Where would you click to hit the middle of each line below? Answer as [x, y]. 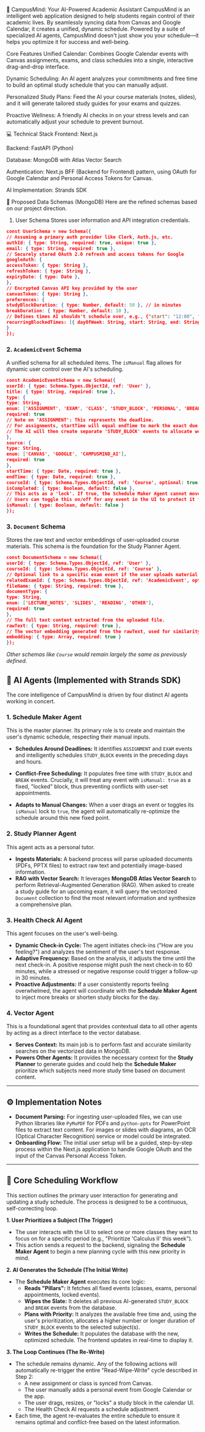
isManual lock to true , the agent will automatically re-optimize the [97, 811]
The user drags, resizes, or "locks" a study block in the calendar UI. [109, 1403]
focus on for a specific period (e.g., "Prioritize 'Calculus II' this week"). [104, 1238]
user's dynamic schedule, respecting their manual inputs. [78, 737]
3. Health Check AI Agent [45, 920]
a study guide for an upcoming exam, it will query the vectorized [96, 891]
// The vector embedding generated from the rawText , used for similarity [103, 631]
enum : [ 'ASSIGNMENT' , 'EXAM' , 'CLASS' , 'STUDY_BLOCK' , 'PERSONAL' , [94, 409]
